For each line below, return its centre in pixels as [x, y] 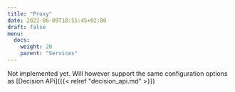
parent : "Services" [49, 54]
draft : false [27, 27]
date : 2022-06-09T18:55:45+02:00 [57, 21]
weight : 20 [36, 47]
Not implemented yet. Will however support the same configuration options [117, 73]
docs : [22, 40]
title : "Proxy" [30, 14]
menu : [15, 34]
